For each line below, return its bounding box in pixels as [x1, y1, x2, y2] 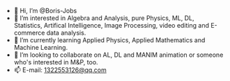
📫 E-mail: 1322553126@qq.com [13, 66, 107, 74]
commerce [13, 28, 45, 37]
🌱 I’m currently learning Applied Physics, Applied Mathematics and [13, 36, 206, 44]
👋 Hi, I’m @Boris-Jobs [13, 7, 77, 15]
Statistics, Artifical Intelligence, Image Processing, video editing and [13, 21, 209, 29]
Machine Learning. [13, 44, 68, 51]
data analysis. [46, 28, 86, 37]
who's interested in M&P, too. [13, 58, 99, 66]
